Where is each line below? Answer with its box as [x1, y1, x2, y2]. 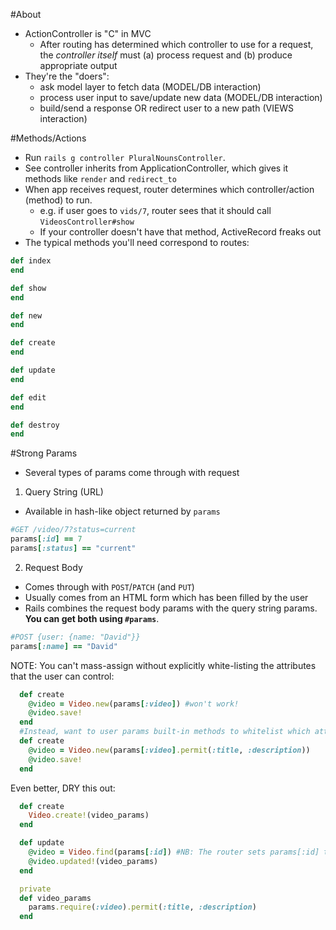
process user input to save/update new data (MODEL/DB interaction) [39, 92, 323, 103]
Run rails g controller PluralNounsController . [24, 152, 226, 163]
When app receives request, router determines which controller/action [24, 184, 315, 195]
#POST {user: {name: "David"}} [10, 632, 141, 642]
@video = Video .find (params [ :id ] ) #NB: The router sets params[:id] [28, 847, 320, 857]
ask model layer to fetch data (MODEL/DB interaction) [39, 81, 262, 93]
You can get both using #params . [24, 612, 160, 624]
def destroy [10, 420, 60, 430]
